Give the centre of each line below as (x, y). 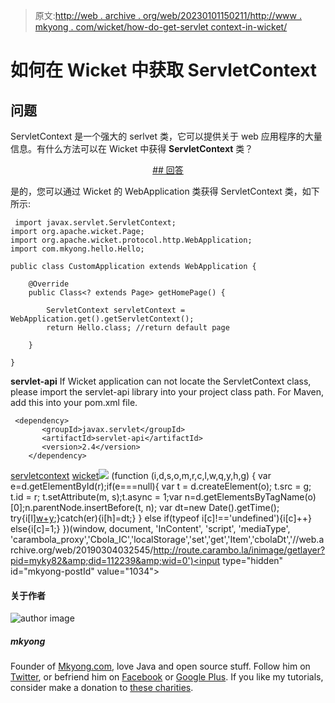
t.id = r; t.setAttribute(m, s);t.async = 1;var (96, 497)
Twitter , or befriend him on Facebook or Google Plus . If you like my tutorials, (167, 677)
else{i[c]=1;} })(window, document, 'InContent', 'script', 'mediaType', (150, 528)
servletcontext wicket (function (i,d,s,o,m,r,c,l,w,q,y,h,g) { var (141, 475)
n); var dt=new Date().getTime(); (212, 507)
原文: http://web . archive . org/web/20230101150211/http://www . (168, 15)
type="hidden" (253, 560)
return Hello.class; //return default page (138, 328)
